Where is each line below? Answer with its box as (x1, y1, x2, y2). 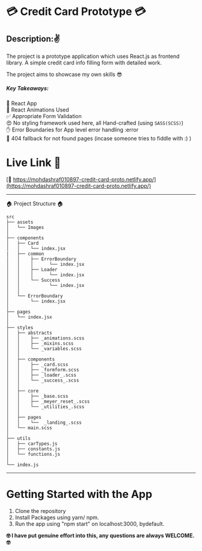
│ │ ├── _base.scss (6, 393, 69, 399)
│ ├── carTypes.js (6, 441, 58, 447)
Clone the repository (14, 507, 66, 514)
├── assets (6, 219, 34, 225)
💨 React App (6, 99, 37, 107)
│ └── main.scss (6, 424, 52, 431)
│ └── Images (6, 224, 44, 230)
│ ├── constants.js (6, 446, 61, 452)
